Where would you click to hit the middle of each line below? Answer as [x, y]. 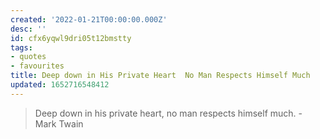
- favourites [37, 66]
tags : [21, 47]
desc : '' [28, 29]
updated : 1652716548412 [60, 85]
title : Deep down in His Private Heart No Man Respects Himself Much [160, 76]
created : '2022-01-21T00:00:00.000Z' [89, 19]
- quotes [28, 57]
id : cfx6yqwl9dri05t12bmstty [71, 38]
